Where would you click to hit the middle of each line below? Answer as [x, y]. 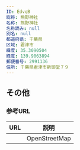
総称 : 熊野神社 [22, 17]
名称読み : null [23, 28]
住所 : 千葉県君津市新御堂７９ [38, 67]
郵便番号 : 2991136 [27, 61]
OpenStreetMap [49, 139]
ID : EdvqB [18, 12]
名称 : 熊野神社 [22, 23]
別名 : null [19, 34]
